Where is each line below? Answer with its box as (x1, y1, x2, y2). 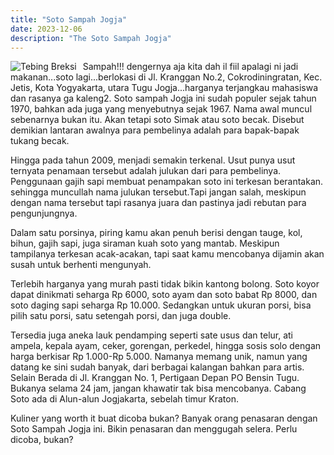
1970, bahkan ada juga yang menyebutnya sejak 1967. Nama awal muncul (10, 103, 313, 115)
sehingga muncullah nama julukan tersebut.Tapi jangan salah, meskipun (10, 186, 307, 198)
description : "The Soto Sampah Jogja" (10, 33, 172, 43)
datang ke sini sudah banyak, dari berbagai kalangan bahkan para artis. (10, 361, 305, 373)
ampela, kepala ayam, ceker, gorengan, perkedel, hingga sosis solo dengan (10, 340, 322, 352)
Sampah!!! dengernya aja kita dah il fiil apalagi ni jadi (82, 61, 299, 73)
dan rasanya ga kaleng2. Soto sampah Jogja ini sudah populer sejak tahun (10, 92, 317, 105)
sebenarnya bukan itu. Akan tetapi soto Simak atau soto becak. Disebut (10, 114, 305, 126)
